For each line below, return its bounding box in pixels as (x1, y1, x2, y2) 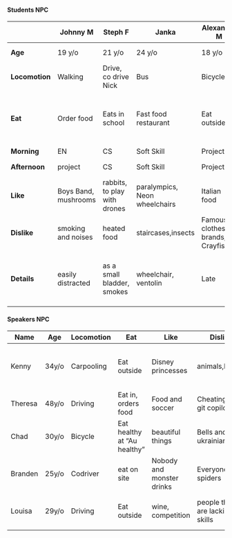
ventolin (136, 278, 162, 288)
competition (151, 510, 191, 520)
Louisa (10, 506, 32, 516)
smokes (102, 287, 128, 297)
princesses (151, 366, 188, 376)
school (102, 118, 125, 128)
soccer (151, 403, 175, 413)
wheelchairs (136, 200, 176, 209)
